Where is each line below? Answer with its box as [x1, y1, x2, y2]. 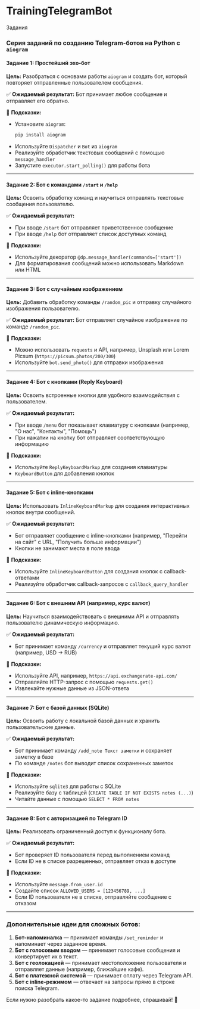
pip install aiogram [14, 132, 66, 138]
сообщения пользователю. [6, 201, 74, 208]
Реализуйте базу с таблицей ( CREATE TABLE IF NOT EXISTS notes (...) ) [14, 789, 193, 796]
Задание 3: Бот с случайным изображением [6, 285, 123, 293]
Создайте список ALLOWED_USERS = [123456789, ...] [14, 887, 146, 895]
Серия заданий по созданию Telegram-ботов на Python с [6, 39, 180, 47]
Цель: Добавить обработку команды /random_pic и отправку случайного [6, 299, 192, 306]
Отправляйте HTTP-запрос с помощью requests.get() [14, 678, 154, 685]
